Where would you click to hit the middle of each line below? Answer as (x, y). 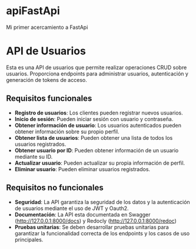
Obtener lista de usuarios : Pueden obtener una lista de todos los (94, 137)
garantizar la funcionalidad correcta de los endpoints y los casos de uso (102, 233)
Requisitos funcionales (49, 99)
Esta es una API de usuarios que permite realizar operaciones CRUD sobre (97, 67)
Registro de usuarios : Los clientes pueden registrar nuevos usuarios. (99, 113)
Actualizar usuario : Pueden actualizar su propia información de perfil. (100, 163)
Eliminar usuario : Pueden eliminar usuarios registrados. (82, 169)
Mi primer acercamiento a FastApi (47, 27)
